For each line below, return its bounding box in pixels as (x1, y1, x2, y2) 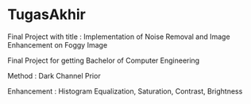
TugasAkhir (7, 6, 87, 24)
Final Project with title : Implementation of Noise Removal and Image (7, 32, 231, 41)
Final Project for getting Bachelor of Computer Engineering (7, 56, 200, 65)
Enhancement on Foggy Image (7, 40, 108, 49)
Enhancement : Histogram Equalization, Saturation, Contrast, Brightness (7, 86, 243, 96)
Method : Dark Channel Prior (7, 71, 101, 80)
